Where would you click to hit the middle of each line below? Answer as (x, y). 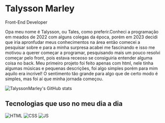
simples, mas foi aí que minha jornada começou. (54, 79)
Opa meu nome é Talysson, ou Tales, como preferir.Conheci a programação (82, 31)
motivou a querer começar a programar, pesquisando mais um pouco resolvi (83, 53)
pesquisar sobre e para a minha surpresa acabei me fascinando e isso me (80, 47)
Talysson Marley (40, 9)
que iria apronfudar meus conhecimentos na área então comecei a (73, 42)
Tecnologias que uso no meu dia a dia (64, 104)
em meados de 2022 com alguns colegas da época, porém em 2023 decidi (81, 37)
